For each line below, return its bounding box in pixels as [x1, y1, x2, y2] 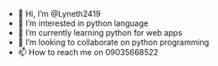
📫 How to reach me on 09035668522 [17, 47, 159, 57]
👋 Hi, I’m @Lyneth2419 [17, 9, 101, 19]
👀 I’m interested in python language [17, 18, 149, 29]
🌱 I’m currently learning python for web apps [17, 28, 183, 37]
